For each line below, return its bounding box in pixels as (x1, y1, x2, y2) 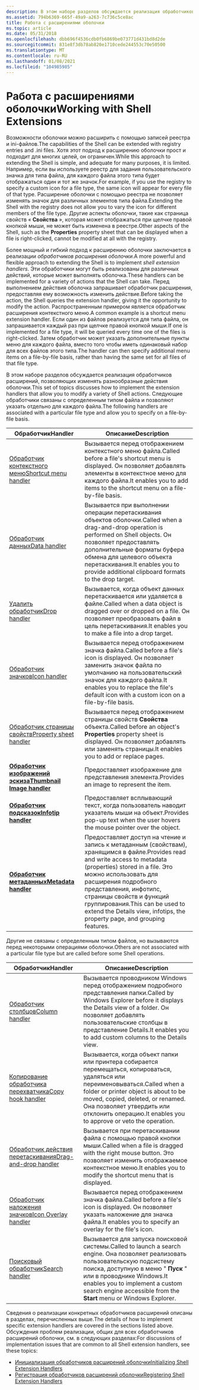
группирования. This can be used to (84, 900, 185, 908)
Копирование (9, 1073, 49, 1081)
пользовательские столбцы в (83, 1018, 168, 1026)
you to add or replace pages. (84, 753, 165, 761)
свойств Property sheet (9, 730, 74, 738)
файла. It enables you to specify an (83, 1218, 179, 1226)
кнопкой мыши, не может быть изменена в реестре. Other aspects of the (6, 222, 190, 229)
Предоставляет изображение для (84, 766, 182, 774)
